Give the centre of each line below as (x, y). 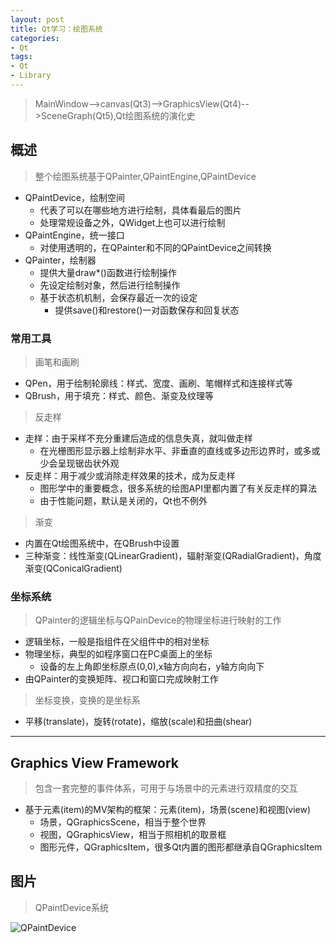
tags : (21, 57)
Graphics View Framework (94, 762)
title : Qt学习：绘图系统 (56, 29)
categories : (35, 38)
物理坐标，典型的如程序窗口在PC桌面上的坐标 (118, 654)
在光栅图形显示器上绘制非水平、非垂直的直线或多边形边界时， (167, 450)
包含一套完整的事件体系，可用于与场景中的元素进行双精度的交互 (166, 788)
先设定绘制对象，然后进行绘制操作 (110, 285)
